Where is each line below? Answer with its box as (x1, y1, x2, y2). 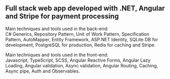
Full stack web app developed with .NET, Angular (5, 4, 165, 13)
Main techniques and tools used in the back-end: (5, 25, 109, 32)
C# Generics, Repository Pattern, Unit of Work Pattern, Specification (5, 31, 150, 37)
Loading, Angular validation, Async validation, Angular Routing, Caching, (5, 62, 158, 68)
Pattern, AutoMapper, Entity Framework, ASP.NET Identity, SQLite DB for (5, 36, 158, 42)
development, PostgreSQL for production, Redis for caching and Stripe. (5, 42, 156, 48)
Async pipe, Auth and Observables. (5, 68, 80, 74)
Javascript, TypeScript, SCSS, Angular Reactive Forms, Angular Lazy (5, 57, 151, 63)
